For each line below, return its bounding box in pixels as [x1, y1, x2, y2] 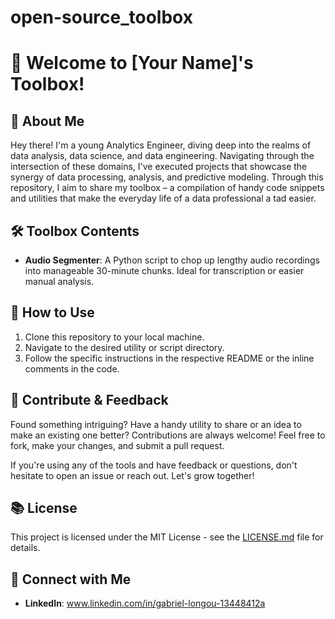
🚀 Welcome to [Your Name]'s [10, 52, 254, 75]
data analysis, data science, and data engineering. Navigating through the [10, 150, 315, 162]
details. [10, 542, 41, 554]
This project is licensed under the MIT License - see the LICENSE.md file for [10, 531, 324, 543]
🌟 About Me [10, 112, 85, 130]
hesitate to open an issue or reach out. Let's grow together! [10, 469, 255, 481]
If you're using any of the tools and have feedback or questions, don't [10, 459, 298, 471]
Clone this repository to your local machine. [24, 331, 205, 343]
